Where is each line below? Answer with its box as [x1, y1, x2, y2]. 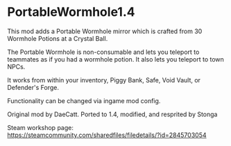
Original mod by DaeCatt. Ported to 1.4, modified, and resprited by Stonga [7, 110, 218, 118]
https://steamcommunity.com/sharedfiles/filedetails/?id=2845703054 [7, 131, 207, 139]
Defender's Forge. [7, 83, 59, 91]
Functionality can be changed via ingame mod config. [7, 96, 161, 104]
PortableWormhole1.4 [7, 4, 135, 20]
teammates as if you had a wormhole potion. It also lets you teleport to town [7, 55, 224, 63]
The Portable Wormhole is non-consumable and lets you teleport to [7, 48, 200, 56]
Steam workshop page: [7, 123, 74, 131]
